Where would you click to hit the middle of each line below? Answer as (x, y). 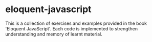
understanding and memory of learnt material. (54, 34)
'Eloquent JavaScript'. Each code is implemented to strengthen (72, 28)
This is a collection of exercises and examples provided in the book (76, 23)
